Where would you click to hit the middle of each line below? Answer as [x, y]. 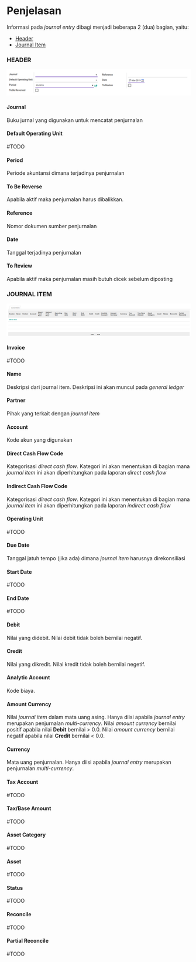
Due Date [18, 545]
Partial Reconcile [28, 941]
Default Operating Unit [35, 134]
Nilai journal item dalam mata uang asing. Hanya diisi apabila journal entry [96, 717]
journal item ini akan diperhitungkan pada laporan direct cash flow [87, 473]
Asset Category [26, 835]
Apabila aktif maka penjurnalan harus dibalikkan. [65, 199]
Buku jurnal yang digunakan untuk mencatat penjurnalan [75, 120]
